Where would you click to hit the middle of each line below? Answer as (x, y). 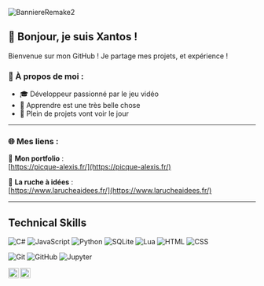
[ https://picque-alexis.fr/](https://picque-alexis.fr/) (90, 167)
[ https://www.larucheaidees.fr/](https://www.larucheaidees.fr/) (110, 191)
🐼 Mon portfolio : (36, 158)
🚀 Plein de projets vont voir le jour (74, 113)
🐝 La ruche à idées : (41, 182)
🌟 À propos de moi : (46, 76)
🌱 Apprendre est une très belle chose (80, 106)
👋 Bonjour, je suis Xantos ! (73, 37)
